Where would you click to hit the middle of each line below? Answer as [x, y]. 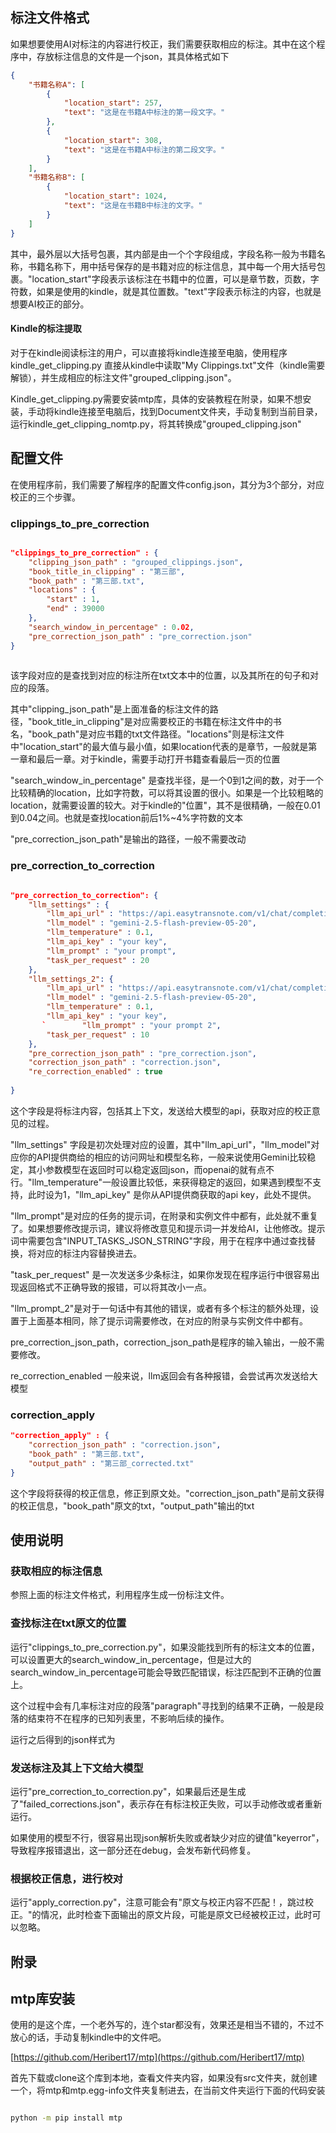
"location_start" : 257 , [113, 103]
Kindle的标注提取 [46, 329]
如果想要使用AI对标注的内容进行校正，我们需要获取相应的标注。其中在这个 [163, 44]
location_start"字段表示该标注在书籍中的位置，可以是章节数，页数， [171, 279]
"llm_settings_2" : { [71, 979]
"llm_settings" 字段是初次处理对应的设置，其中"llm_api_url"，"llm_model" [161, 1144]
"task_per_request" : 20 [98, 960]
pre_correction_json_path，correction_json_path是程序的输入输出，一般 [159, 1342]
